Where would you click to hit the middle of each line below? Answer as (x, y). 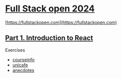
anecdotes (23, 70)
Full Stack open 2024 (50, 9)
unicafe (20, 65)
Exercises (15, 50)
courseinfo (23, 60)
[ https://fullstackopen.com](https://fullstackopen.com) (61, 22)
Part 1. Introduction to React (49, 38)
